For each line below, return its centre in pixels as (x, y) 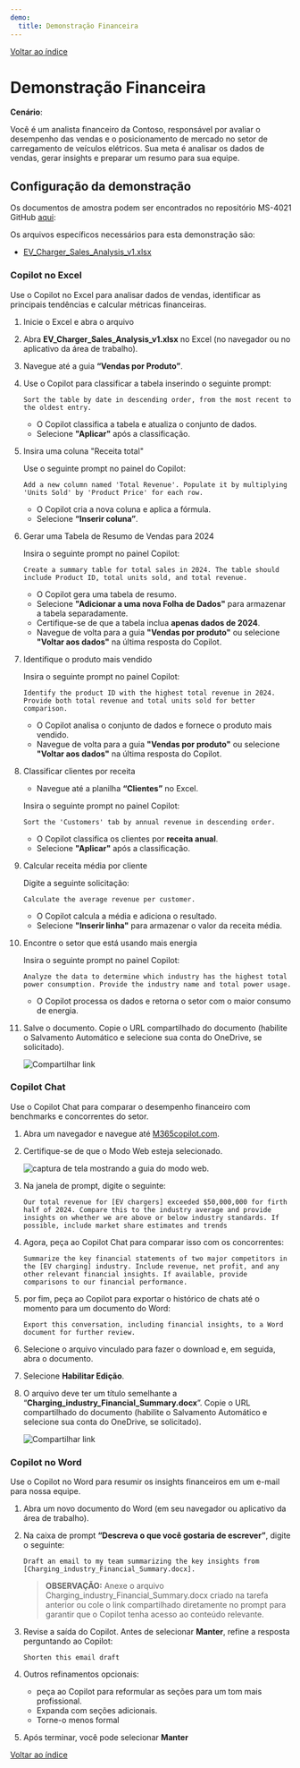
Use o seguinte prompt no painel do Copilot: (104, 468)
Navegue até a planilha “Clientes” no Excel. (117, 788)
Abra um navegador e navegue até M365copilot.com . (121, 1133)
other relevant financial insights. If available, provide (135, 1274)
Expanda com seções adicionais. (97, 1711)
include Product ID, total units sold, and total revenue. (135, 577)
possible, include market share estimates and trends (125, 1226)
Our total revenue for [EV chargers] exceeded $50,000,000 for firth (155, 1202)
